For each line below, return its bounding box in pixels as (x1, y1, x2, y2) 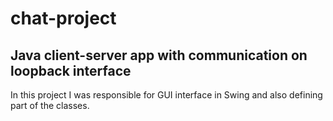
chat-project (10, 7, 117, 30)
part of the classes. (10, 100, 90, 111)
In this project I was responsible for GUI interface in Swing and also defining (10, 89, 323, 101)
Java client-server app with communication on (10, 47, 308, 64)
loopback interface (10, 62, 132, 79)
